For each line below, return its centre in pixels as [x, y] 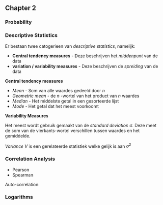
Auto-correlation [22, 184]
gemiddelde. [18, 136]
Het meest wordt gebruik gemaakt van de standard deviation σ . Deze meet [81, 125]
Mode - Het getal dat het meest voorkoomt [55, 106]
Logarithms [19, 197]
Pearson [21, 170]
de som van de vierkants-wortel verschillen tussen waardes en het [72, 131]
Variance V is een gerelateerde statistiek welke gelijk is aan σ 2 [68, 146]
